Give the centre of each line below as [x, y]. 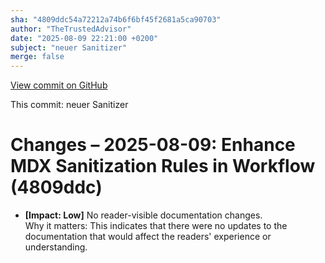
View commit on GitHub [59, 85]
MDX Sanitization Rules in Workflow [163, 166]
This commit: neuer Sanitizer [69, 105]
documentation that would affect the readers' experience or [148, 237]
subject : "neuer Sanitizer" [69, 47]
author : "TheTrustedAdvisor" [71, 29]
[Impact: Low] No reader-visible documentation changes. [143, 215]
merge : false [37, 57]
